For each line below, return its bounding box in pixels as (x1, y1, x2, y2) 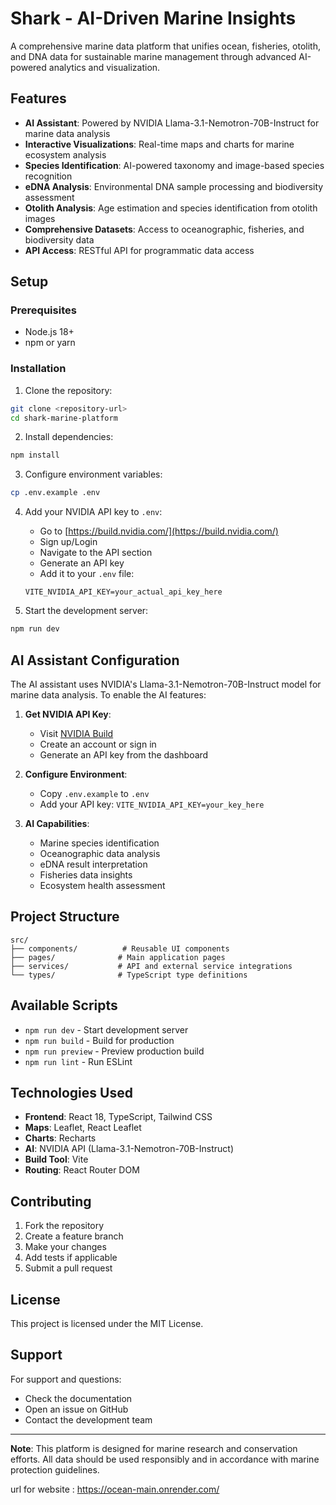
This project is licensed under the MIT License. (10, 1317, 204, 1329)
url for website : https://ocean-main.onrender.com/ (10, 1483, 220, 1495)
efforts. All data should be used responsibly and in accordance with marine (10, 1453, 320, 1465)
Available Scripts (10, 997, 118, 1014)
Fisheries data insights (39, 868, 133, 881)
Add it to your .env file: (39, 568, 135, 580)
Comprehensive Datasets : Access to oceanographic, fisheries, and (24, 223, 305, 235)
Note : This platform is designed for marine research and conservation (10, 1442, 298, 1454)
